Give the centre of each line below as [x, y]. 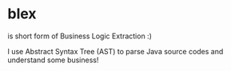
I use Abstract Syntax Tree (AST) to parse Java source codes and [115, 51]
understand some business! [53, 60]
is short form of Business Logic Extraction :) [80, 36]
